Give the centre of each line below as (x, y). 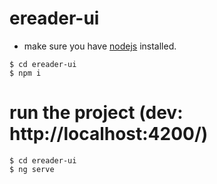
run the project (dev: (96, 113)
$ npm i (25, 73)
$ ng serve (32, 169)
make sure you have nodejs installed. (100, 46)
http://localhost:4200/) (109, 134)
